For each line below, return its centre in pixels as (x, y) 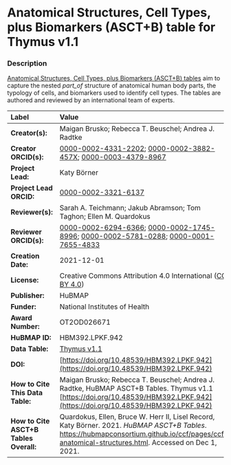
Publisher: (27, 296)
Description (27, 63)
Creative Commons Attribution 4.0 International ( (138, 276)
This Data (27, 393)
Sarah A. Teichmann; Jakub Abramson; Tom (130, 208)
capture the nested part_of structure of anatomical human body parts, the (112, 86)
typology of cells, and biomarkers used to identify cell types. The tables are (114, 93)
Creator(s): (29, 133)
